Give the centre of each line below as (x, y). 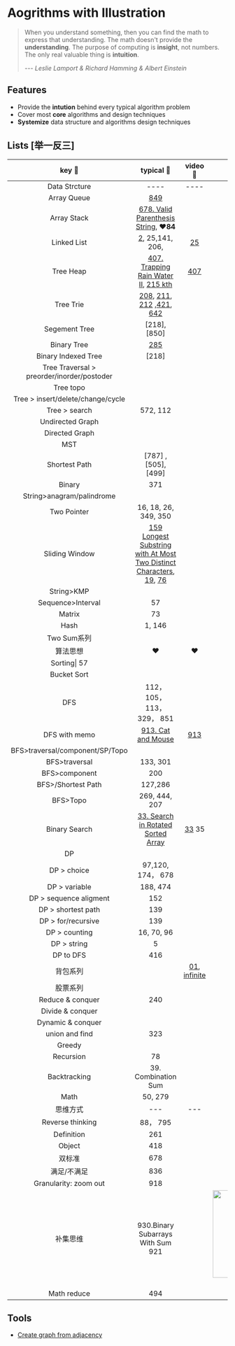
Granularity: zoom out (69, 1183)
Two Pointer (69, 511)
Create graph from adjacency (60, 1335)
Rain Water (155, 276)
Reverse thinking (69, 1122)
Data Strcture (70, 186)
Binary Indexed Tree (69, 356)
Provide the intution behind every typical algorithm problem (104, 107)
